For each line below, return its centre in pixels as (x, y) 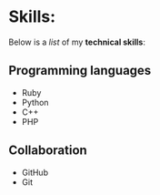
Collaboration (48, 151)
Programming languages (80, 71)
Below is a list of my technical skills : (77, 42)
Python (35, 102)
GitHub (35, 172)
